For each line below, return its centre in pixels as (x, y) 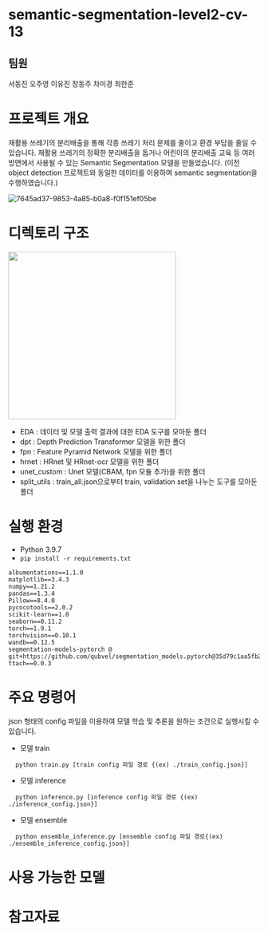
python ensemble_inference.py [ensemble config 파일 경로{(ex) (119, 836)
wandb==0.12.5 (32, 642)
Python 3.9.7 (41, 549)
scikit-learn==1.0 (39, 614)
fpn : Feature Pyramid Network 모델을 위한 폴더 (96, 451)
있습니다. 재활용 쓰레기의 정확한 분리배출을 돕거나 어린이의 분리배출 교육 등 (124, 153)
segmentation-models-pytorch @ (60, 649)
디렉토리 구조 (49, 234)
